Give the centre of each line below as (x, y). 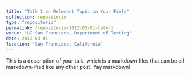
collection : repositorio (36, 17)
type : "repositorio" (31, 22)
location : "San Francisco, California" (55, 44)
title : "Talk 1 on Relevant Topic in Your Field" (68, 11)
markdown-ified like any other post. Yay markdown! (68, 67)
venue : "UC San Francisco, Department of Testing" (69, 33)
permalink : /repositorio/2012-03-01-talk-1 (60, 28)
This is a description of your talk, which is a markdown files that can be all (95, 61)
